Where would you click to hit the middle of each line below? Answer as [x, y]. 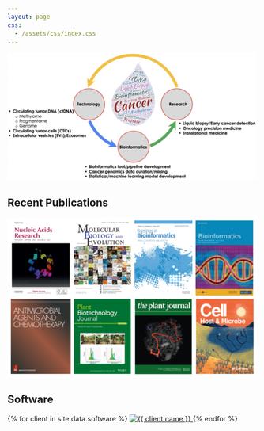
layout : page [29, 17]
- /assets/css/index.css [55, 33]
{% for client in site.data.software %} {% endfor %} [123, 418]
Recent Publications [58, 202]
